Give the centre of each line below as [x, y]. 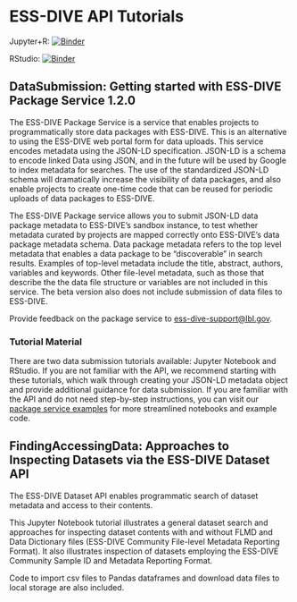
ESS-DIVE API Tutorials [97, 17]
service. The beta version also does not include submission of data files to [146, 292]
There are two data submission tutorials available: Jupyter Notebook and [143, 361]
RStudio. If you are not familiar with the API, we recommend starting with [143, 371]
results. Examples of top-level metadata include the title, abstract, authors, [146, 263]
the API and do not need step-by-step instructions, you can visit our [134, 399]
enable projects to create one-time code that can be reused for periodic [141, 189]
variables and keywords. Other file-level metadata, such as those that [137, 272]
